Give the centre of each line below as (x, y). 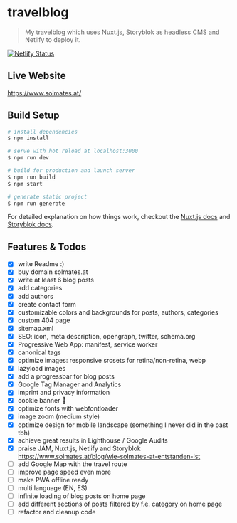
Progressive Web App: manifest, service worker (88, 344)
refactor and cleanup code (57, 512)
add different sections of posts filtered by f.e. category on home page (120, 504)
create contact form (47, 304)
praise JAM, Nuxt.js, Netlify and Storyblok (79, 448)
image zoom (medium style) (59, 416)
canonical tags (39, 352)
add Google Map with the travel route (72, 464)
